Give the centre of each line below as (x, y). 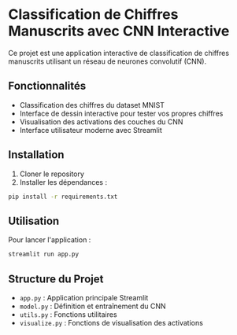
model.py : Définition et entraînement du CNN (93, 306)
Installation (36, 155)
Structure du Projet (56, 279)
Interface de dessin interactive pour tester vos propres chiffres (121, 113)
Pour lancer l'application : (50, 240)
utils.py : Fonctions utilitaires (68, 314)
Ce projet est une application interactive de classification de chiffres (119, 53)
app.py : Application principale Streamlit (84, 297)
